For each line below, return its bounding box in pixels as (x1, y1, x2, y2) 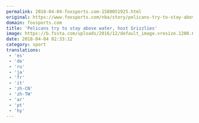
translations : (6, 47, 41, 53)
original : (6, 14, 31, 20)
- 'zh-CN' (8, 86, 33, 92)
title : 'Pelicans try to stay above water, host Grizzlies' (6, 25, 158, 31)
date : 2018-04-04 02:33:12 (6, 36, 73, 42)
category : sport (6, 42, 46, 48)
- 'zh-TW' (8, 91, 33, 97)
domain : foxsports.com (6, 20, 62, 25)
